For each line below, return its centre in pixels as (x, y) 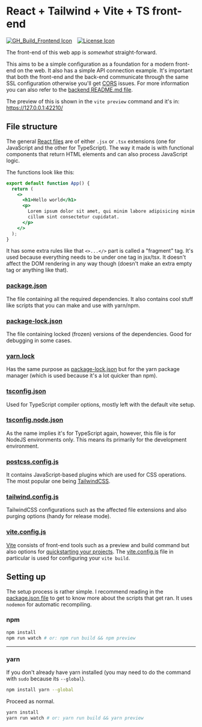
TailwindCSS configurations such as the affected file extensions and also (96, 510)
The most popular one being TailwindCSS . (58, 481)
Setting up (26, 577)
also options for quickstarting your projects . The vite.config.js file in (90, 551)
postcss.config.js (32, 462)
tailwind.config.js (32, 497)
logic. (13, 160)
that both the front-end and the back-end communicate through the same (97, 77)
